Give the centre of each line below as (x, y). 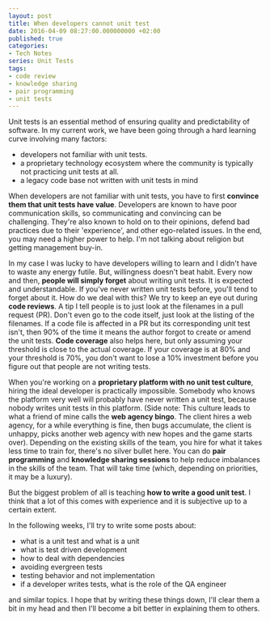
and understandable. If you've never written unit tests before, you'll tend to (133, 289)
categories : (28, 46)
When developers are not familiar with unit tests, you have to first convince (134, 196)
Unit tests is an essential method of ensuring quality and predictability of (129, 121)
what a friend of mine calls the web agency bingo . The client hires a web (130, 417)
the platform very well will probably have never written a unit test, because (133, 400)
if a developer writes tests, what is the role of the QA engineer (123, 585)
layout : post (30, 16)
